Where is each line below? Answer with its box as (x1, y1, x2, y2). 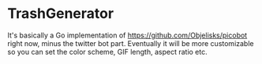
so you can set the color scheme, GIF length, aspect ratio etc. (7, 47, 208, 56)
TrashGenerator (7, 5, 114, 23)
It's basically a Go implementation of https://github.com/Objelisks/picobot (7, 30, 248, 40)
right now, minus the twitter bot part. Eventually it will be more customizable (7, 38, 254, 48)
